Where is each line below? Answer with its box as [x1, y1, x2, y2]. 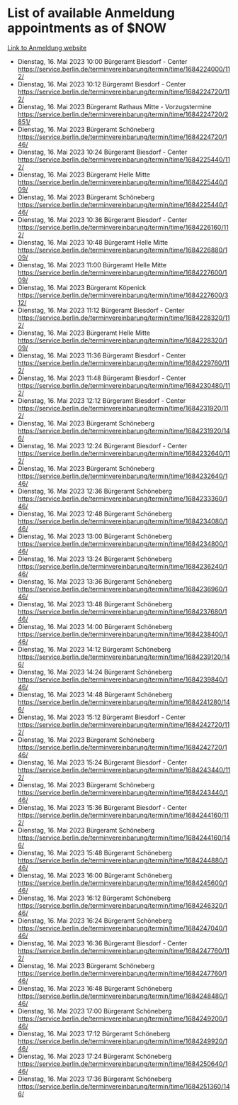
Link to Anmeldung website [7, 43, 87, 52]
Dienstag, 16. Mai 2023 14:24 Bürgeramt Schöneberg [17, 667, 173, 676]
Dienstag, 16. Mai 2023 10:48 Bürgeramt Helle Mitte [17, 238, 169, 246]
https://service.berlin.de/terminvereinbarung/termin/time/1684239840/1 [17, 675, 228, 684]
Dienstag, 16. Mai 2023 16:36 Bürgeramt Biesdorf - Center [17, 938, 188, 948]
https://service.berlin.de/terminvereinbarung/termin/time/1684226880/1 [17, 245, 228, 254]
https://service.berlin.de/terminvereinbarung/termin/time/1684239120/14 [17, 653, 230, 661]
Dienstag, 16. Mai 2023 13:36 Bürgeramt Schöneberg [17, 577, 172, 586]
